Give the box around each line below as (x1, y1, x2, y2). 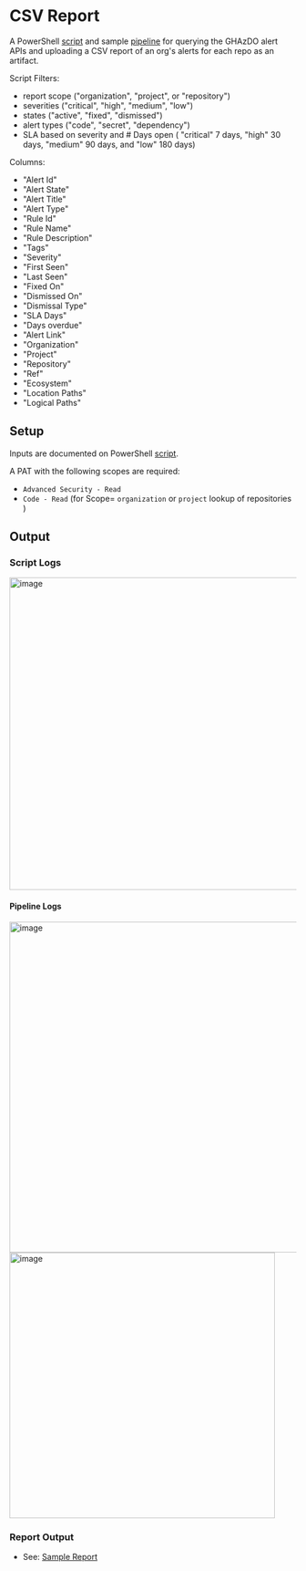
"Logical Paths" (22, 397, 82, 408)
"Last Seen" (22, 271, 68, 282)
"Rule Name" (22, 223, 72, 234)
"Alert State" (22, 183, 70, 194)
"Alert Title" (22, 193, 66, 204)
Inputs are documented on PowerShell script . (9, 448, 179, 459)
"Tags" (22, 242, 49, 253)
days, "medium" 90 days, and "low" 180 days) (22, 139, 196, 150)
